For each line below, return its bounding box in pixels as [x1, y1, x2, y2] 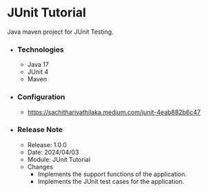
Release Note [17, 125, 63, 135]
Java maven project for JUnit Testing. [7, 28, 114, 36]
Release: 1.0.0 [27, 140, 67, 149]
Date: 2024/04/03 [27, 148, 79, 156]
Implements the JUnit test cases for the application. [37, 177, 185, 185]
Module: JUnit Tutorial [27, 155, 91, 163]
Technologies [17, 45, 64, 54]
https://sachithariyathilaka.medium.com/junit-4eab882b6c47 [27, 108, 201, 116]
